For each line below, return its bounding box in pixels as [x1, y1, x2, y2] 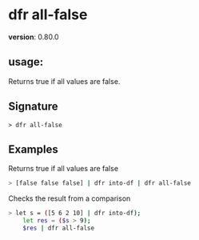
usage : [8, 55, 44, 69]
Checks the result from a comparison [8, 194, 131, 203]
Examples [8, 142, 58, 156]
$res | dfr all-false [22, 224, 94, 232]
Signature [8, 100, 58, 114]
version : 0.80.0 [8, 32, 59, 42]
